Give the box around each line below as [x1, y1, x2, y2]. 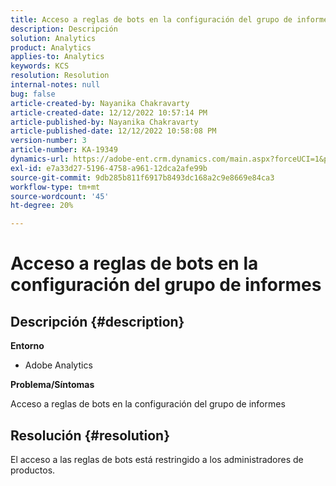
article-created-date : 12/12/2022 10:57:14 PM [10, 107, 208, 118]
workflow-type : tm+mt [10, 182, 101, 192]
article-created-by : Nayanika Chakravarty [10, 98, 190, 108]
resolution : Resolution [10, 71, 110, 81]
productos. [10, 464, 56, 476]
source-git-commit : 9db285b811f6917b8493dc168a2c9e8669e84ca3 [10, 172, 275, 183]
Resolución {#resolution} [10, 427, 171, 444]
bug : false [10, 89, 56, 99]
